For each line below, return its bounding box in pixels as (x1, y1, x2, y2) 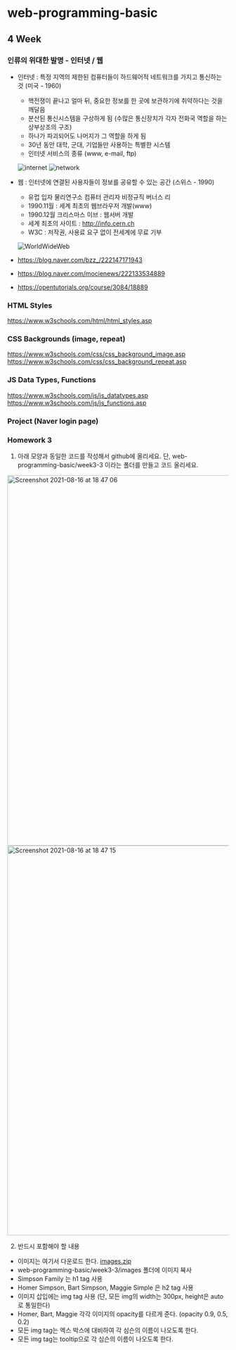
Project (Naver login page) (7, 416, 99, 426)
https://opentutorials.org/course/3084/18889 (17, 283, 149, 291)
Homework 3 (7, 435, 53, 445)
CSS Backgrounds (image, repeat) (7, 334, 126, 344)
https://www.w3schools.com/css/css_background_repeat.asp (7, 358, 187, 366)
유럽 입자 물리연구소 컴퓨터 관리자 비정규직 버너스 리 (27, 192, 171, 201)
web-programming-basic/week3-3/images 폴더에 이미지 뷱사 (17, 1266, 192, 1274)
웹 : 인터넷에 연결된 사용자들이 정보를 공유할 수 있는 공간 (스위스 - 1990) (17, 177, 215, 186)
